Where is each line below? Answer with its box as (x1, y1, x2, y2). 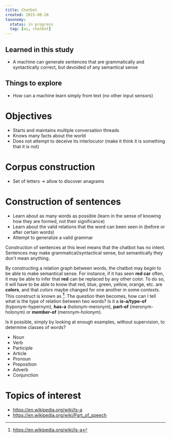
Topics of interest (5, 390, 81, 401)
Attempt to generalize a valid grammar (12, 234, 93, 240)
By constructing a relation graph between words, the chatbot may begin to (5, 265, 161, 271)
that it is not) (12, 143, 40, 149)
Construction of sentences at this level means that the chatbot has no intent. (5, 244, 165, 250)
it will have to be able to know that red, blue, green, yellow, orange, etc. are (5, 281, 163, 287)
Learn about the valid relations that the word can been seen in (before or (12, 224, 165, 230)
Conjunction (12, 372, 39, 378)
